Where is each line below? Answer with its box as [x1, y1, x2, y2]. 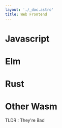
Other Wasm [5, 101, 58, 112]
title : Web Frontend [5, 12, 48, 17]
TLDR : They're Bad [5, 117, 45, 123]
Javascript [5, 33, 50, 44]
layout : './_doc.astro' [5, 7, 54, 12]
